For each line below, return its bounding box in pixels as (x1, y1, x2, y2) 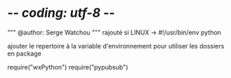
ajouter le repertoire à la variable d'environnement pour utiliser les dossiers (7, 41, 225, 50)
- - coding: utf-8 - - (7, 5, 115, 21)
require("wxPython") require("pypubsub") (7, 63, 128, 71)
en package (7, 49, 42, 58)
